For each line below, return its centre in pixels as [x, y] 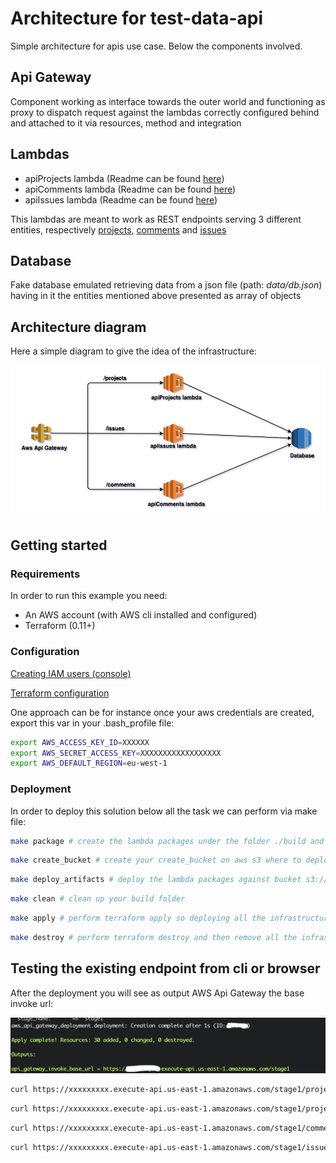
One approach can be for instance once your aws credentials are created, [162, 712]
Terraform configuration [60, 693]
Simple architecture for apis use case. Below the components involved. [156, 46]
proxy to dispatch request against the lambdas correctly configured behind [165, 112]
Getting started [59, 545]
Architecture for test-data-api [137, 18]
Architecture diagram [78, 327]
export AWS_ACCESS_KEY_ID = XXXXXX [80, 742]
